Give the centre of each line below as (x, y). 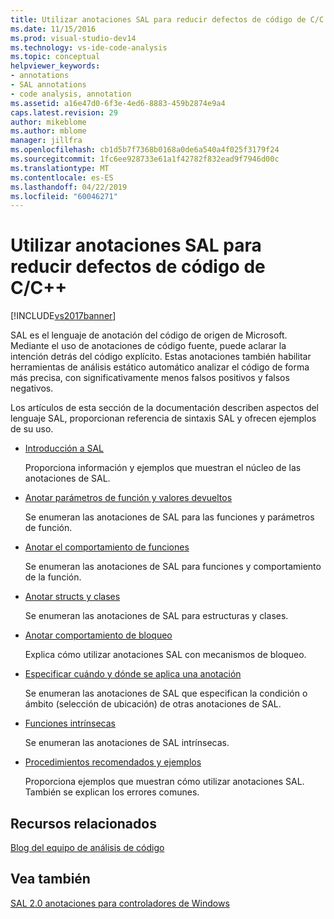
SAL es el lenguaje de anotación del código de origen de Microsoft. (149, 335)
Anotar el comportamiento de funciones (107, 547)
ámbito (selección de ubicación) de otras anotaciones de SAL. (153, 704)
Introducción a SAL (64, 448)
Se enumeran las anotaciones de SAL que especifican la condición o (166, 693)
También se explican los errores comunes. (112, 792)
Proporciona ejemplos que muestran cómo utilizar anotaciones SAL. (164, 782)
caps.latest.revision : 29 (64, 112)
